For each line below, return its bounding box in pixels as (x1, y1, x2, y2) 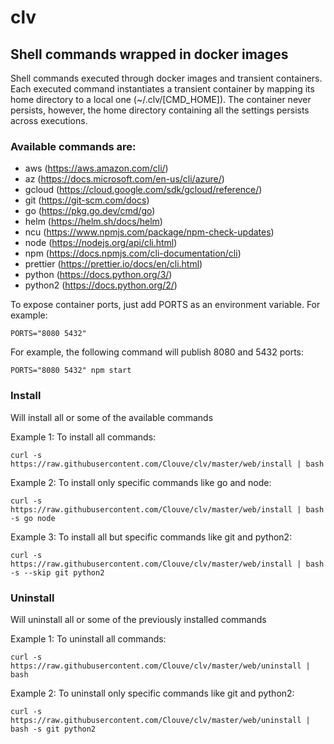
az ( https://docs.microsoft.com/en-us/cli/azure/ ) (24, 173, 225, 185)
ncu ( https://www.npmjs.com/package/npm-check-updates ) (24, 226, 275, 238)
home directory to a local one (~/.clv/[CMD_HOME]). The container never (10, 94, 312, 105)
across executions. (10, 115, 88, 126)
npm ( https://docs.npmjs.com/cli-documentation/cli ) (24, 247, 242, 260)
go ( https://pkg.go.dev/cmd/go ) (24, 205, 156, 217)
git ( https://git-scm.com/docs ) (24, 194, 150, 206)
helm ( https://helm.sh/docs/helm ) (24, 216, 163, 228)
